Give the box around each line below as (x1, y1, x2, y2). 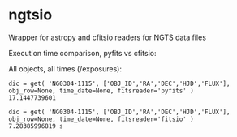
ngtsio (8, 6, 53, 24)
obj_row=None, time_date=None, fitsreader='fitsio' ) (8, 115, 195, 123)
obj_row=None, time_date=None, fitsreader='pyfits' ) (8, 87, 195, 95)
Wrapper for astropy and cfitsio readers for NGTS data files (8, 32, 207, 42)
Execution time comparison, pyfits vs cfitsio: (8, 48, 157, 58)
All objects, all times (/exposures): (8, 63, 123, 74)
